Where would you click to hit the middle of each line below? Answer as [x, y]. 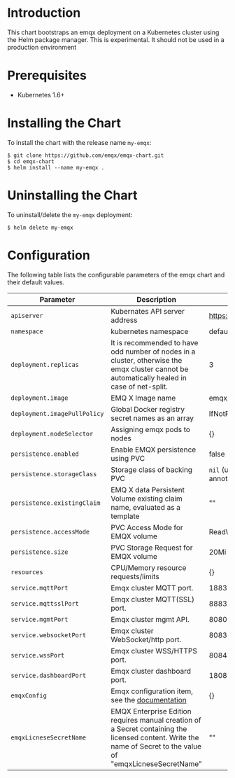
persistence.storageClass [54, 474]
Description [156, 299]
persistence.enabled [45, 454]
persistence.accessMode [50, 532]
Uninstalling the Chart [72, 195]
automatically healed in [149, 377]
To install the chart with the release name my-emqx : [79, 142]
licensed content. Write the [155, 737]
